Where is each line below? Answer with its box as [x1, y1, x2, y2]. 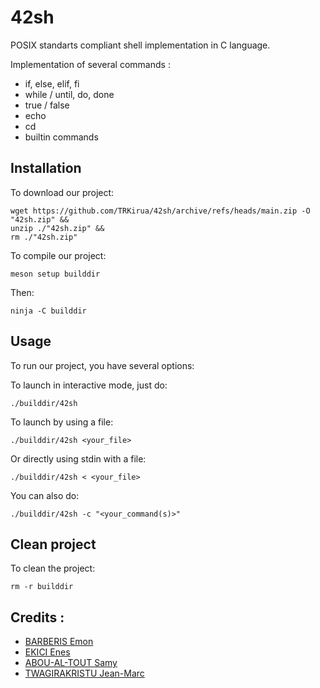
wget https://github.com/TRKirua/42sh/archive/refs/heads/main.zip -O [10, 206, 311, 216]
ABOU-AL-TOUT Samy [24, 657, 118, 669]
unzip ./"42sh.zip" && [10, 223, 105, 233]
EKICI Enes [24, 646, 71, 658]
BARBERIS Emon [24, 636, 94, 648]
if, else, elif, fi [24, 77, 80, 90]
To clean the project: [10, 562, 96, 575]
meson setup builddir [10, 269, 101, 279]
